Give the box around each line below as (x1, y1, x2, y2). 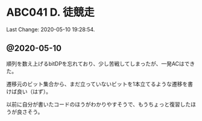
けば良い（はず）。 (6, 88, 51, 95)
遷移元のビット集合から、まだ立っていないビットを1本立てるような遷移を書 (6, 80, 193, 87)
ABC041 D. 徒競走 (6, 5, 95, 19)
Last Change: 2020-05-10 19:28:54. (6, 25, 95, 33)
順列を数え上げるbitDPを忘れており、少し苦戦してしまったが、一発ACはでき (6, 60, 195, 67)
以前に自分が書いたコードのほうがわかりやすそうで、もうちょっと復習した (6, 101, 191, 108)
